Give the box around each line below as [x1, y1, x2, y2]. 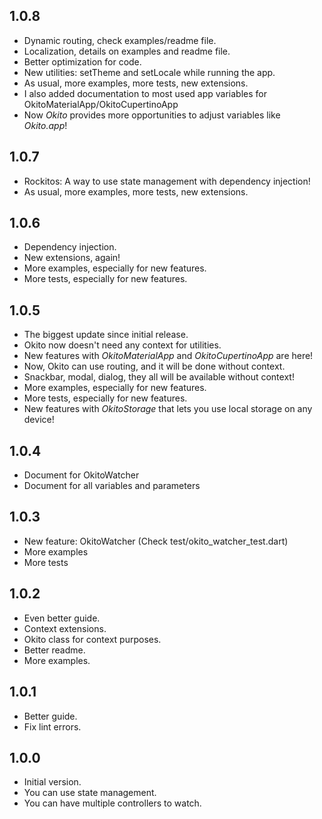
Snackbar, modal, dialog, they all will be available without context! [23, 371, 295, 383]
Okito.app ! [23, 119, 68, 131]
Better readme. [23, 644, 86, 656]
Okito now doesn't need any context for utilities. [23, 339, 222, 351]
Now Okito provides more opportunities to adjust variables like [23, 109, 281, 121]
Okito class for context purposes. [23, 633, 162, 645]
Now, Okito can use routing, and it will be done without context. [23, 360, 286, 373]
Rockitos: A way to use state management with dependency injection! [23, 175, 311, 187]
